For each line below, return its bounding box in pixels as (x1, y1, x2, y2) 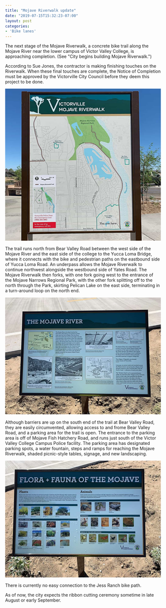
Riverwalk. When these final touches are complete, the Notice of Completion (5, 68, 161, 74)
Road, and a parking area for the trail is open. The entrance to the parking (5, 430, 155, 436)
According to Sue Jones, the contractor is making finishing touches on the (5, 63, 157, 69)
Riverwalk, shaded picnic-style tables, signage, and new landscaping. (5, 451, 147, 457)
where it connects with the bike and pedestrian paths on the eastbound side (5, 256, 160, 262)
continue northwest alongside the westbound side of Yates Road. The (5, 267, 147, 273)
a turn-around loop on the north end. (5, 288, 80, 294)
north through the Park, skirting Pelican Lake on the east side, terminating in (5, 282, 160, 289)
